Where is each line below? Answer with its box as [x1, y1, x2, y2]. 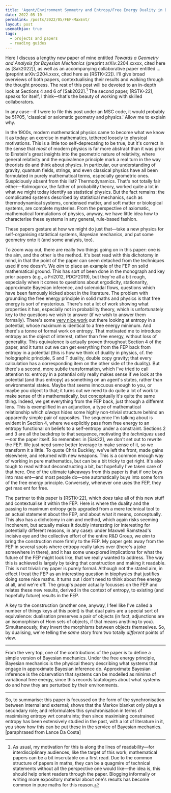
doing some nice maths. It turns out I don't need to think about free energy [5, 576, 162, 582]
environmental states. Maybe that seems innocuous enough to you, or [5, 382, 152, 388]
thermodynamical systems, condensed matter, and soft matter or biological [5, 200, 163, 206]
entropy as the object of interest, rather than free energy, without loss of [5, 334, 157, 340]
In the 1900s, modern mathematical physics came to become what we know [5, 130, 165, 136]
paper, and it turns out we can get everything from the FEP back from [5, 344, 151, 350]
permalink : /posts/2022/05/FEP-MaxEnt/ [5, 17, 90, 22]
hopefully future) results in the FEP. [5, 593, 79, 599]
